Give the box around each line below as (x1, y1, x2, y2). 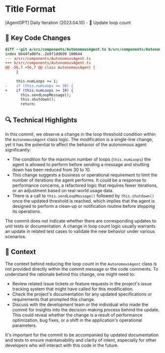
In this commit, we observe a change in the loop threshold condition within (5, 131, 156, 137)
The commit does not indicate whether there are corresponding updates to (5, 218, 156, 224)
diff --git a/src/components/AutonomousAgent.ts (5, 47, 107, 52)
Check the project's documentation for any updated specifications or (12, 291, 152, 297)
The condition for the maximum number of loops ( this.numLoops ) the (12, 156, 151, 162)
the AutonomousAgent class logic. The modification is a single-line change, (5, 136, 153, 142)
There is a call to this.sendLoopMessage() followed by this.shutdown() (12, 193, 155, 199)
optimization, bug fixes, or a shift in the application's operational (12, 317, 142, 323)
